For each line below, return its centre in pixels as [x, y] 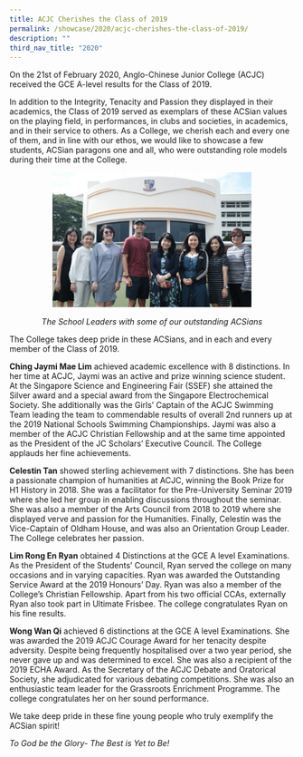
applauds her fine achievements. [70, 453]
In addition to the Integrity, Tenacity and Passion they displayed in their [142, 102]
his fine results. [38, 614]
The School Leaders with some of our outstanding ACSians [152, 322]
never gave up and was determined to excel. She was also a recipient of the [151, 660]
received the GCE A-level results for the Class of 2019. [111, 84]
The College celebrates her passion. [77, 539]
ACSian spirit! [35, 726]
